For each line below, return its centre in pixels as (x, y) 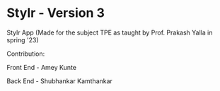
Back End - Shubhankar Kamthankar (59, 81)
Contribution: (26, 54)
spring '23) (23, 40)
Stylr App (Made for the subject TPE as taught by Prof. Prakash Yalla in (110, 32)
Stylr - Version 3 (56, 13)
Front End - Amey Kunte (42, 67)
